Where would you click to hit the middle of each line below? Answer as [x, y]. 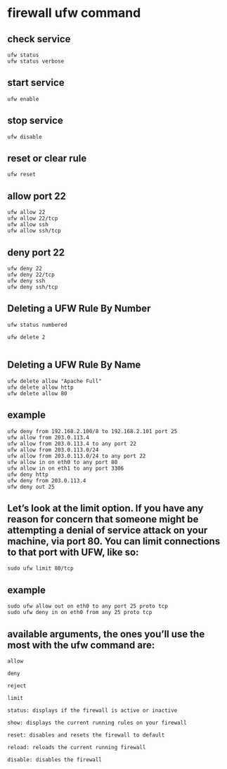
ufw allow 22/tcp [33, 219]
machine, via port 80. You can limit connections [114, 541]
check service [39, 39]
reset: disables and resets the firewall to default [86, 735]
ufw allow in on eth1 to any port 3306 [66, 468]
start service [36, 83]
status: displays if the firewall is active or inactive [92, 710]
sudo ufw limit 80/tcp [40, 568]
